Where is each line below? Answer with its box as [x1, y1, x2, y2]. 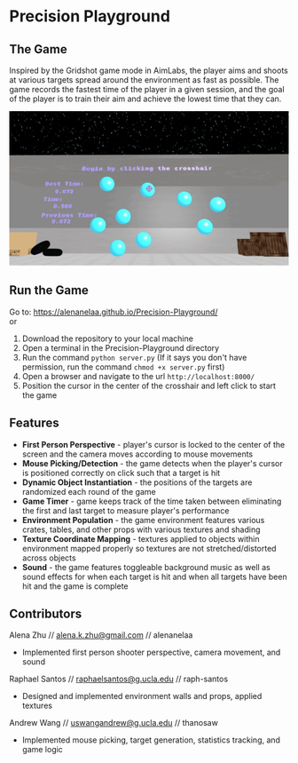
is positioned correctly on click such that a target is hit [21, 467, 221, 478]
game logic [21, 744, 64, 755]
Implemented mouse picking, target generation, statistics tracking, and [21, 735, 281, 745]
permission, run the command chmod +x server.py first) [21, 362, 225, 372]
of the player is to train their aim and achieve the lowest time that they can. [9, 93, 282, 104]
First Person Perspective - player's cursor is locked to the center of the [21, 439, 286, 449]
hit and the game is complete [21, 580, 129, 592]
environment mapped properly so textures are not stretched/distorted [21, 543, 277, 553]
